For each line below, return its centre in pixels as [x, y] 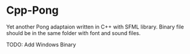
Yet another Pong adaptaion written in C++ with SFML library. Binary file [95, 27]
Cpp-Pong [32, 10]
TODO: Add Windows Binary [41, 45]
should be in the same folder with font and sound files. [73, 33]
